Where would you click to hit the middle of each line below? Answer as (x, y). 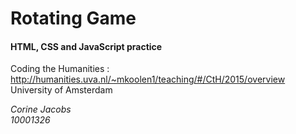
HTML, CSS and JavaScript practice (86, 46)
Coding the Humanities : (60, 69)
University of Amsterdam (61, 90)
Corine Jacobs (41, 109)
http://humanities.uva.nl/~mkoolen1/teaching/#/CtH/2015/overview (148, 79)
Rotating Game (73, 18)
